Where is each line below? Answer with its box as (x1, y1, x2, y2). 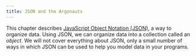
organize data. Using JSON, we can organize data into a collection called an (6, 30, 190, 38)
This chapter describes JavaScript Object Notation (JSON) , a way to (6, 24, 172, 32)
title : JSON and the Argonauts (6, 8, 83, 15)
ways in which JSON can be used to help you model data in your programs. (6, 43, 190, 50)
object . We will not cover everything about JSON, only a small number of (6, 37, 182, 44)
